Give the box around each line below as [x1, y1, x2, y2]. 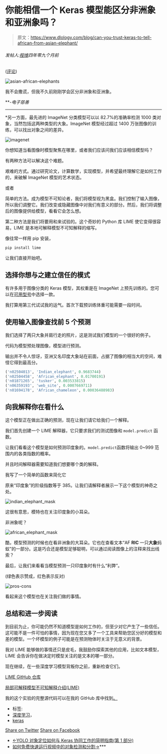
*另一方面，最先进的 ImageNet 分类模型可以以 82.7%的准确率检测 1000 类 [5, 114, 157, 120]
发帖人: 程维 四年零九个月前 [5, 52, 59, 58]
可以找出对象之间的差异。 [13, 127, 66, 133]
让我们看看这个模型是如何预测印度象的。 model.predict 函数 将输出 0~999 [5, 444, 154, 450]
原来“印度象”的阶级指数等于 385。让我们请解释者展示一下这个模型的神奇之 [5, 482, 158, 488]
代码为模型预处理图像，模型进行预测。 [5, 342, 83, 348]
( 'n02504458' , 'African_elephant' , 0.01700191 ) [5, 374, 106, 379]
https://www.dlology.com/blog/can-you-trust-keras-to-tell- [30, 34, 152, 40]
